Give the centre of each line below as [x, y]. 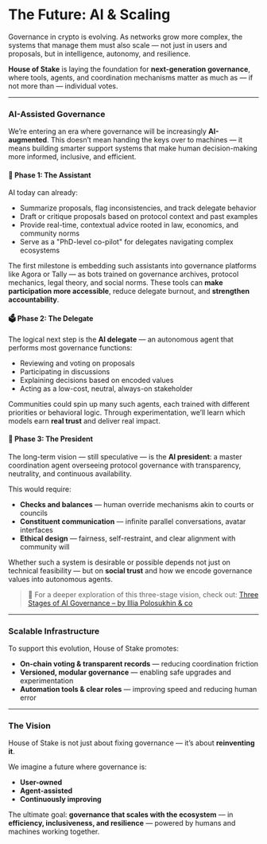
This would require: [40, 489]
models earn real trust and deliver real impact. [84, 420]
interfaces [36, 529]
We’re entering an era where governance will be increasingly [107, 131]
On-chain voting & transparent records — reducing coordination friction [139, 664]
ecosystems [40, 250]
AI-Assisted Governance [57, 114]
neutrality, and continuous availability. [70, 473]
